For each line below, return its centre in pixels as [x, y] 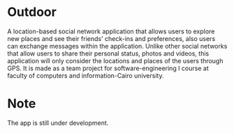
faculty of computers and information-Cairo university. [86, 75]
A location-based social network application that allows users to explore [111, 31]
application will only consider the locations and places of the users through [115, 60]
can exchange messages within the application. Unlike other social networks [117, 46]
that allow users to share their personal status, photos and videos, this [108, 53]
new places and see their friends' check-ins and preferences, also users [111, 38]
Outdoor [32, 12]
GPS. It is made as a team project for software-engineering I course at [108, 68]
